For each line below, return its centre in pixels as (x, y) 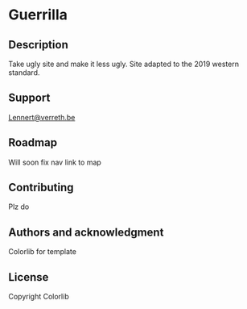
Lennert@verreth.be (42, 117)
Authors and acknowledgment (86, 232)
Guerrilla (38, 15)
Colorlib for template (42, 252)
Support (29, 98)
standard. (24, 73)
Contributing (41, 188)
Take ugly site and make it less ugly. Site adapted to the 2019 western (124, 64)
